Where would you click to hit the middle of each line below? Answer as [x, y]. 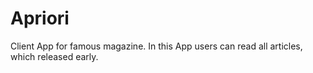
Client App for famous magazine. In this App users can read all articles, [156, 46]
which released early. [54, 56]
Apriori [40, 18]
